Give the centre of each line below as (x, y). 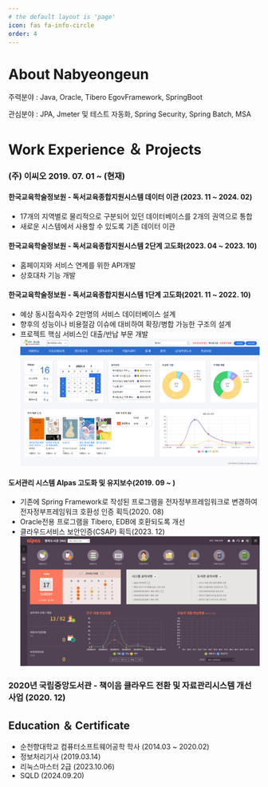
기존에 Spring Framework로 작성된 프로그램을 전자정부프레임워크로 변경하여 (138, 502)
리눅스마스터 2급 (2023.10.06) (67, 766)
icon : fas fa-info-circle (51, 25)
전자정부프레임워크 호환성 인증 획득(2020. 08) (92, 512)
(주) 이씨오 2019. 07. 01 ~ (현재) (67, 176)
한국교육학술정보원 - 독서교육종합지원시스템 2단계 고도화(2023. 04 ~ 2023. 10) (133, 246)
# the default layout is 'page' (62, 17)
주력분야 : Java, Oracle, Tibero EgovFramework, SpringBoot (106, 97)
